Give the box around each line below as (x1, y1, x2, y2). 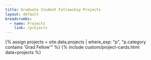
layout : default (5, 12, 39, 17)
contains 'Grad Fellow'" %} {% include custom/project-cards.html (5, 44, 140, 50)
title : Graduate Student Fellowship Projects (5, 7, 101, 12)
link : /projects (14, 26, 48, 30)
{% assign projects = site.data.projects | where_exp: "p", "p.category (5, 39, 147, 45)
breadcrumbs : (5, 16, 32, 21)
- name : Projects (9, 21, 46, 26)
